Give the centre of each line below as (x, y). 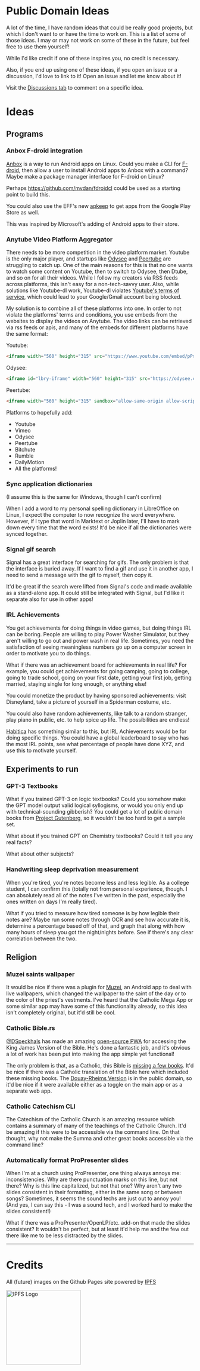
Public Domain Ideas (58, 11)
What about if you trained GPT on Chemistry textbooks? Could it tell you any (100, 836)
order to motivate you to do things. (49, 653)
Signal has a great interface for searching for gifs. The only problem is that (98, 562)
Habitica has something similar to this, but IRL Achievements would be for (96, 731)
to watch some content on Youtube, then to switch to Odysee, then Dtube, (97, 272)
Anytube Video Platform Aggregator (60, 239)
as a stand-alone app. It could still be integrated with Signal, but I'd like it (95, 593)
